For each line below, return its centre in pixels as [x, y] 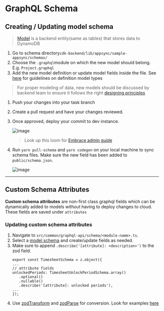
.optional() [31, 277]
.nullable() [31, 281]
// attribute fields [33, 268]
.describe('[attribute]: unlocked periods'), [66, 286]
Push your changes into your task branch [53, 102]
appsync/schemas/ [30, 58]
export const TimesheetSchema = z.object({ [57, 260]
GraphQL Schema [41, 9]
